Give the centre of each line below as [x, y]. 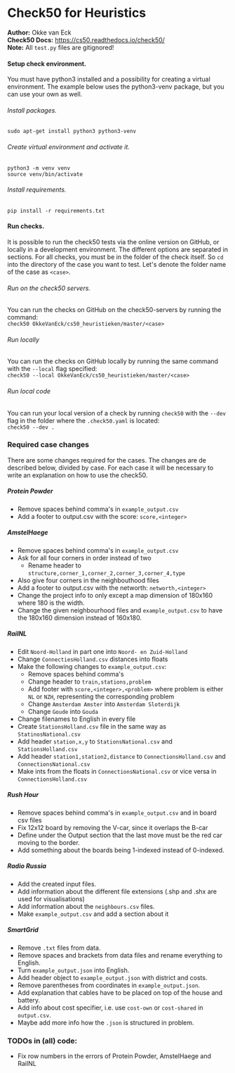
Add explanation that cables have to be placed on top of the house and [120, 992]
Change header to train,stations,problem [89, 682]
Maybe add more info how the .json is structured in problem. [106, 1022]
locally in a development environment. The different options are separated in [117, 249]
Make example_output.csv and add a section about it [93, 914]
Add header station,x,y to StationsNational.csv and [95, 741]
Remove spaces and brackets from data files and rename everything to [120, 955]
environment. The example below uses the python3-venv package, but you [116, 87]
